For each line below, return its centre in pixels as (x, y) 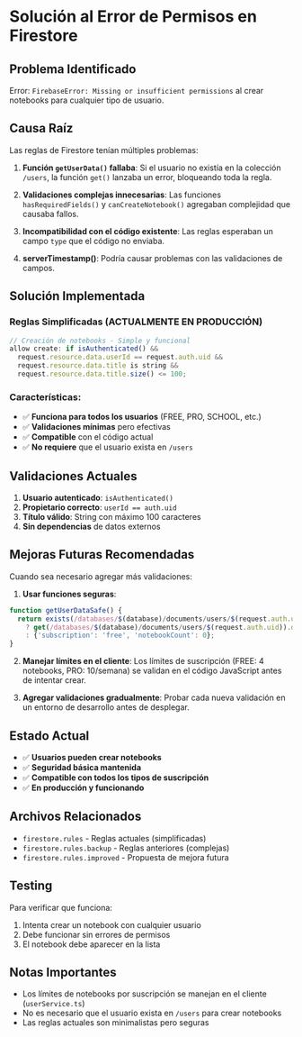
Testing (31, 886)
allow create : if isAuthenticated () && (84, 349)
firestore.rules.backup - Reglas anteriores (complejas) (126, 848)
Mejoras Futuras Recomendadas (102, 555)
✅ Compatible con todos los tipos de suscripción (115, 778)
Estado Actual (49, 736)
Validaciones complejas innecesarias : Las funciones (122, 195)
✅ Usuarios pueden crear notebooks (92, 757)
